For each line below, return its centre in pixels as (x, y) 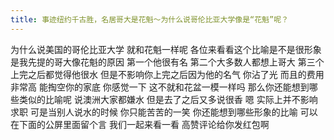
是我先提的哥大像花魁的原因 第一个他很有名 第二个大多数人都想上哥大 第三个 (167, 62)
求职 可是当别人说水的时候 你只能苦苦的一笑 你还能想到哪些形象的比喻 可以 (164, 112)
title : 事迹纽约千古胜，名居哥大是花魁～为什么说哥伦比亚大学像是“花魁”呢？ (149, 19)
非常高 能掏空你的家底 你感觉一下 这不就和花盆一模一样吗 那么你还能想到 (160, 87)
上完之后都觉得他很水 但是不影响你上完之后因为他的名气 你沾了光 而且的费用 (167, 74)
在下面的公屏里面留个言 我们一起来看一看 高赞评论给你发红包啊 (140, 124)
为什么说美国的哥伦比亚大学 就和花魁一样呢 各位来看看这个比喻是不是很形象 (166, 49)
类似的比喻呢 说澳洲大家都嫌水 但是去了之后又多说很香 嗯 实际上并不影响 (168, 99)
